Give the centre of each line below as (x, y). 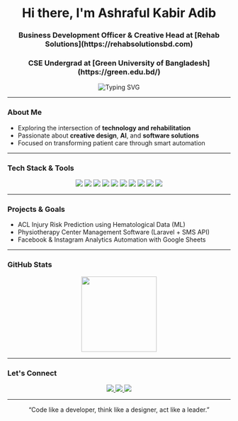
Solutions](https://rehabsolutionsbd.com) (119, 44)
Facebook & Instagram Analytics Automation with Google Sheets (112, 240)
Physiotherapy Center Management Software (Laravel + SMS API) (114, 232)
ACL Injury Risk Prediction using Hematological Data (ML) (101, 225)
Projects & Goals (36, 209)
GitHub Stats (30, 265)
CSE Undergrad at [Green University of (96, 63)
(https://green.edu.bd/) (119, 72)
